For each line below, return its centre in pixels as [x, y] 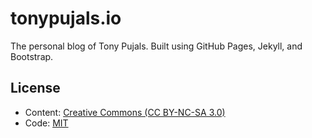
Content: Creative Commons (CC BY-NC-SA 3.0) [125, 112]
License [35, 88]
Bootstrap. [32, 56]
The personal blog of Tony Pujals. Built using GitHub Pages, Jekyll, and [156, 46]
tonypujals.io [66, 18]
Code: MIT [46, 123]
